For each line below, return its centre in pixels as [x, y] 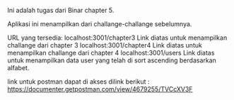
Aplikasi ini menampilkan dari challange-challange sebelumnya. [100, 24]
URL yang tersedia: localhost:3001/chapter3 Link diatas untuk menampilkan [117, 38]
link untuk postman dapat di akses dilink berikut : [78, 82]
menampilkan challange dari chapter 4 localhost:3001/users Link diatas [111, 53]
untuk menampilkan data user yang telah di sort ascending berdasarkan [112, 60]
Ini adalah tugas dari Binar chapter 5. [61, 10]
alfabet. [18, 68]
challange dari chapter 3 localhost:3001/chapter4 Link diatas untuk [105, 45]
